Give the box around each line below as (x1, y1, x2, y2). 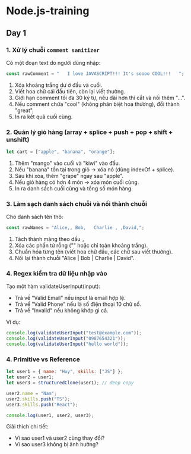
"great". (14, 107, 34, 114)
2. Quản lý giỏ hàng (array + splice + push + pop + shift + (6, 128, 173, 136)
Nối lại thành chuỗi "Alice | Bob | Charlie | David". (14, 255, 135, 262)
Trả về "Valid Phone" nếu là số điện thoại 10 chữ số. (14, 300, 141, 308)
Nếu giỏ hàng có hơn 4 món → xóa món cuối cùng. (14, 179, 139, 186)
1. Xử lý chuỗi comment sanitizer (6, 46, 100, 54)
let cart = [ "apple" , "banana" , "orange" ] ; (6, 149, 116, 155)
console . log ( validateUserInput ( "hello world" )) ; (6, 341, 129, 347)
